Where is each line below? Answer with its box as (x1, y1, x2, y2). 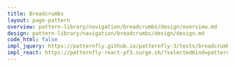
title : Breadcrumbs (7, 10, 64, 17)
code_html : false (7, 36, 58, 43)
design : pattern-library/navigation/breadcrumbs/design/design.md (7, 29, 205, 37)
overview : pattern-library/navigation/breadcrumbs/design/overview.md (7, 23, 218, 30)
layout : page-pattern (7, 17, 71, 24)
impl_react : (7, 50, 42, 57)
